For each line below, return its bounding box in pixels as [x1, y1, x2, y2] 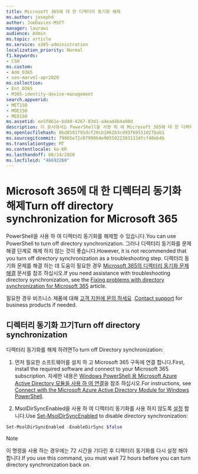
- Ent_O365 [6, 86, 33, 92]
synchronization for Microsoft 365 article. [6, 282, 107, 290]
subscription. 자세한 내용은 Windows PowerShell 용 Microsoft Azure [14, 372, 177, 379]
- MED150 [6, 113, 28, 119]
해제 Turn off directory [6, 199, 114, 213]
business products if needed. [6, 301, 77, 308]
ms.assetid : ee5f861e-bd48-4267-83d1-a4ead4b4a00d [6, 119, 133, 125]
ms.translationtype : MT [6, 140, 65, 147]
